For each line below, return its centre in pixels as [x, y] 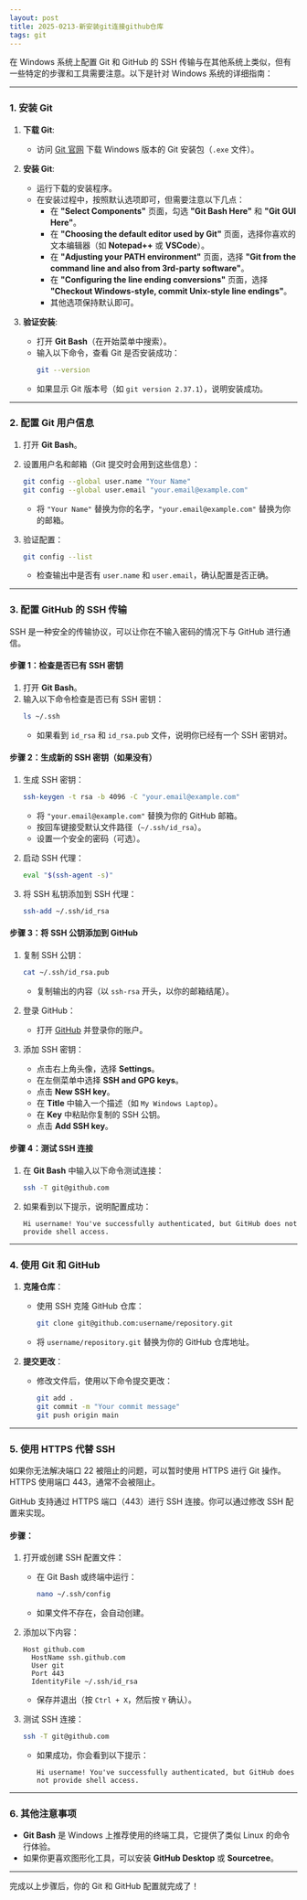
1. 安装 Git [31, 108]
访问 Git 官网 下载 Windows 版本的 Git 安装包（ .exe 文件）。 [148, 149]
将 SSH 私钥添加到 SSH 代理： [79, 893]
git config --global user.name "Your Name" [107, 481]
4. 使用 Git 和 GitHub [55, 1265]
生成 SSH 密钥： [53, 780]
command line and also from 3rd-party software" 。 [149, 268]
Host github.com [53, 1649]
